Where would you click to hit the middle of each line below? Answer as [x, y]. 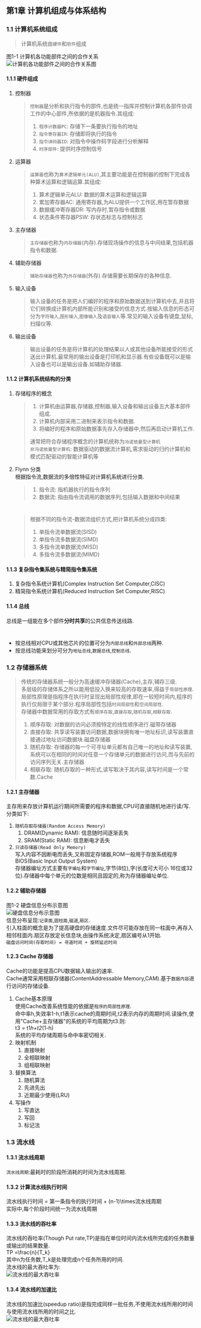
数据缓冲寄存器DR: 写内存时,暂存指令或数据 [92, 210]
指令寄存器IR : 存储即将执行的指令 [78, 133]
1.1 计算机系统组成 [32, 29]
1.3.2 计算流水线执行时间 [37, 1187]
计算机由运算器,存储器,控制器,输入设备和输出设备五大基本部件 [115, 406]
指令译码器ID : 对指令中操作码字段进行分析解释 [94, 141]
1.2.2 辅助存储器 [26, 890]
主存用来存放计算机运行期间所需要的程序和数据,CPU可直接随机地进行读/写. [98, 806]
